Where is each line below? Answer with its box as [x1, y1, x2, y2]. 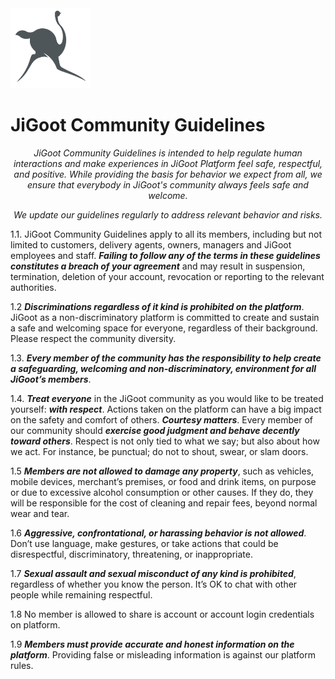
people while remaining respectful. [10, 588, 153, 601]
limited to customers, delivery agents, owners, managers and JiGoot [10, 238, 292, 251]
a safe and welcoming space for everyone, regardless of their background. [10, 322, 318, 334]
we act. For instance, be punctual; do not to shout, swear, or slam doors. [10, 445, 309, 457]
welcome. [148, 189, 188, 201]
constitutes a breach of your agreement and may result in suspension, [10, 260, 306, 272]
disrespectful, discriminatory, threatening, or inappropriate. [10, 548, 253, 560]
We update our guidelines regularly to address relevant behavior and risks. [13, 208, 323, 221]
